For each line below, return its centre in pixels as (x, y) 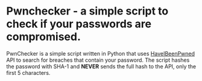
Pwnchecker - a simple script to (87, 11)
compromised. (44, 37)
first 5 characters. (28, 73)
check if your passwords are (79, 24)
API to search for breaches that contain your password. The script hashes (98, 60)
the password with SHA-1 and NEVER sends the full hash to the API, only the (101, 66)
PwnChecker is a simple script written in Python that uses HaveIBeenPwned (100, 53)
